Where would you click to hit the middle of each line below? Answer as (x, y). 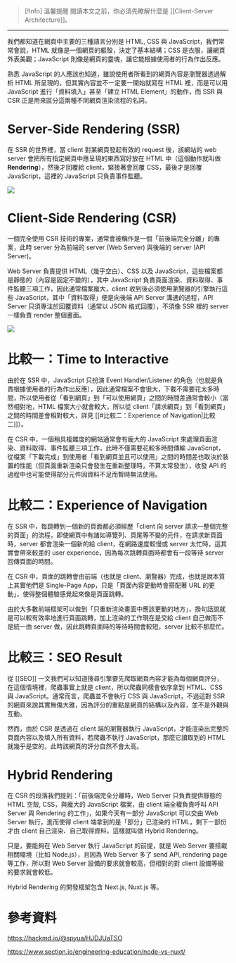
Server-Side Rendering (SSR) (94, 129)
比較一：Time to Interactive (88, 359)
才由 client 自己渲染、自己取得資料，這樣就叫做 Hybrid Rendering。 (105, 831)
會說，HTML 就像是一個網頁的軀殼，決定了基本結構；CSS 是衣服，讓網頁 (119, 50)
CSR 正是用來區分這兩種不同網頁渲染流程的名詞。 (79, 100)
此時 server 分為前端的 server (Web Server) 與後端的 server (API (112, 247)
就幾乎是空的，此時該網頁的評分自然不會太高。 (75, 746)
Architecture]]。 (48, 20)
